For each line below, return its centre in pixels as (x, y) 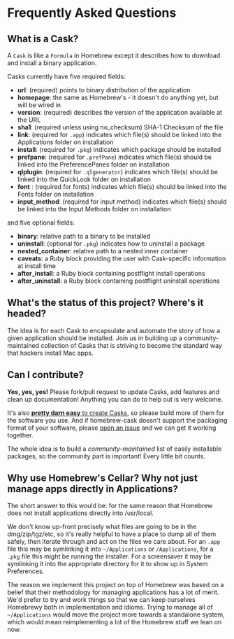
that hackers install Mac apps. (50, 353)
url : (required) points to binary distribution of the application (104, 90)
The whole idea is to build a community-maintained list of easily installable (115, 449)
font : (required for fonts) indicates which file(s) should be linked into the (122, 187)
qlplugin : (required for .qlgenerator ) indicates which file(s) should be (118, 172)
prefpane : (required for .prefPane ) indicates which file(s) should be (114, 157)
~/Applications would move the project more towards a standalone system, (116, 615)
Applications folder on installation (65, 142)
